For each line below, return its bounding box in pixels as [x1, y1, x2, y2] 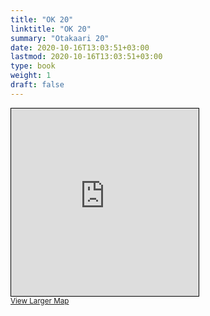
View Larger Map [10, 296, 70, 306]
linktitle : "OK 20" [10, 24, 92, 34]
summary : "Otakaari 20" [10, 33, 110, 43]
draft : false [10, 80, 65, 90]
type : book [10, 61, 56, 71]
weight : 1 [10, 71, 52, 81]
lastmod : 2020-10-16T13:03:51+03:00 [10, 52, 163, 62]
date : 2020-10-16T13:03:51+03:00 [10, 42, 150, 53]
